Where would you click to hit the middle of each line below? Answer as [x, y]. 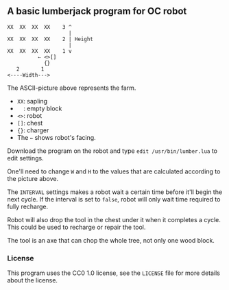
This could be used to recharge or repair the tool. [76, 227]
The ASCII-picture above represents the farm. [72, 88]
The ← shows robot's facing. [56, 137]
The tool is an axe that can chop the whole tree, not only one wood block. [111, 240]
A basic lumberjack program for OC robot [97, 11]
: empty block [43, 108]
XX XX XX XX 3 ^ [39, 27]
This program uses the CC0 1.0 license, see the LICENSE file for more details [114, 273]
